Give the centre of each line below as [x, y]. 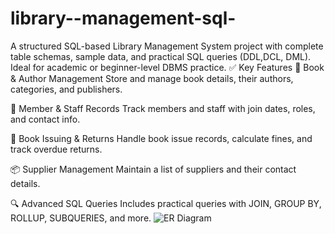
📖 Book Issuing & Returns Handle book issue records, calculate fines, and [161, 138]
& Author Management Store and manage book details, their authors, [152, 78]
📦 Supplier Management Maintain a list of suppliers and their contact [153, 169]
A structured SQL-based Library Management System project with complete [167, 46]
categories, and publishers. [66, 89]
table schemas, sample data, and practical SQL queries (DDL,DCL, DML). [161, 56]
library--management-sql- [123, 18]
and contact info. [45, 119]
